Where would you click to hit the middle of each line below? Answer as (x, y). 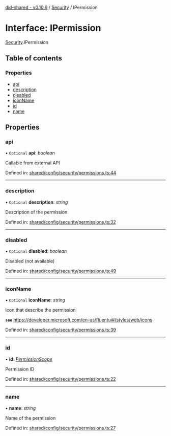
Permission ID (20, 369)
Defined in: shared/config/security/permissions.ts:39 (61, 330)
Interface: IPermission (53, 28)
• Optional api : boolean (30, 153)
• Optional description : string (37, 202)
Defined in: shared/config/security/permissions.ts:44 (61, 173)
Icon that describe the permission (40, 310)
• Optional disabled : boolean (36, 251)
